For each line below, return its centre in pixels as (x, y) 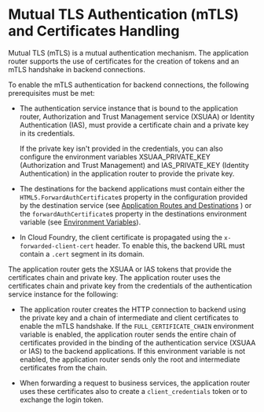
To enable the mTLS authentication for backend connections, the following (128, 85)
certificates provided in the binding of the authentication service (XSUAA (137, 342)
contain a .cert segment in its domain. (82, 253)
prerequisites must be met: (52, 93)
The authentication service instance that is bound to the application (128, 108)
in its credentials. (47, 133)
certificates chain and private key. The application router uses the (115, 277)
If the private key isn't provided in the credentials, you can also (121, 148)
